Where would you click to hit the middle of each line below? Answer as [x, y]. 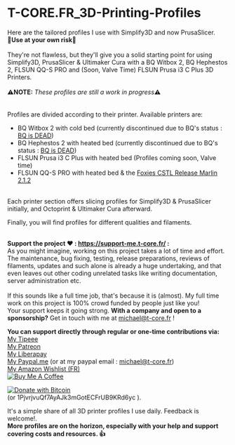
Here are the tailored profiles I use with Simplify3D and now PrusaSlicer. [111, 32]
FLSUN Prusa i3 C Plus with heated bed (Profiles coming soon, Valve [117, 158]
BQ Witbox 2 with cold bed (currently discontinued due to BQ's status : [120, 128]
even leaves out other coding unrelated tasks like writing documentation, [112, 273]
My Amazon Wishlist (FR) [44, 368]
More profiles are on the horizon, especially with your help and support [113, 425]
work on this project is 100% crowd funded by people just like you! [103, 303]
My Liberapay [27, 354]
